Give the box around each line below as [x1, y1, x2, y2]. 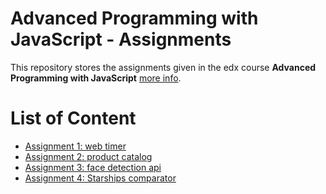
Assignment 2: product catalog [24, 150, 153, 162]
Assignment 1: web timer [24, 140, 127, 152]
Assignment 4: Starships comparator [24, 172, 177, 184]
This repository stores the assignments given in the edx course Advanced [10, 61, 317, 73]
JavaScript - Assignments [10, 28, 232, 51]
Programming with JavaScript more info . [10, 72, 182, 84]
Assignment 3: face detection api [24, 161, 162, 173]
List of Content [10, 107, 137, 130]
